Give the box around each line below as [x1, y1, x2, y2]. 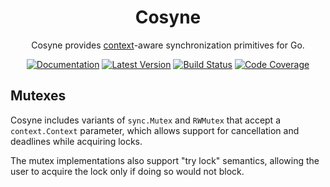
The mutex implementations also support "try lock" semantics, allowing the [10, 154, 320, 166]
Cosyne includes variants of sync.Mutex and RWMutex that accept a [10, 114, 281, 126]
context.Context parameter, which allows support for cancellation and [10, 124, 300, 136]
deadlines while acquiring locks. [10, 135, 143, 147]
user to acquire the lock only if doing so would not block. [10, 165, 245, 177]
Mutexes [10, 87, 67, 105]
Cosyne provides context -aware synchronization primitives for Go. [31, 39, 305, 51]
